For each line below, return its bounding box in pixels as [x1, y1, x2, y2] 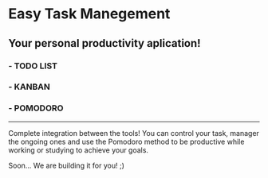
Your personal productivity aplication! [8, 37, 201, 50]
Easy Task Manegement [8, 5, 171, 23]
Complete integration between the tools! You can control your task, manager [8, 128, 259, 137]
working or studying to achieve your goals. [8, 145, 149, 155]
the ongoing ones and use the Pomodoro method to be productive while [8, 137, 245, 146]
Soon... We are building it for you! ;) [8, 161, 125, 170]
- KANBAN [8, 81, 50, 92]
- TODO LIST [8, 60, 58, 72]
